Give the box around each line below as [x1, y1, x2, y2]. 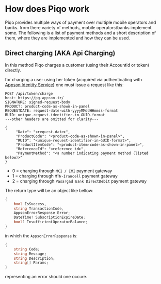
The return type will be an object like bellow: [5, 187, 94, 193]
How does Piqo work [5, 3, 90, 15]
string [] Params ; [14, 260, 49, 266]
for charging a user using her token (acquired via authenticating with [5, 76, 142, 82]
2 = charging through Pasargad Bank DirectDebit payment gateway [12, 178, 147, 184]
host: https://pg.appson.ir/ [5, 95, 64, 100]
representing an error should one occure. [5, 274, 87, 280]
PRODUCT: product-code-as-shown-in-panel [5, 104, 90, 109]
